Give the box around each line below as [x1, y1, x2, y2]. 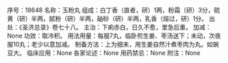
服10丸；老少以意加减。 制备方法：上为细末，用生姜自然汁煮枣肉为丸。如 [7, 40, 214, 48]
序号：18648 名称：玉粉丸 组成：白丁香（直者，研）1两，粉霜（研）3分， [7, 6, 214, 14]
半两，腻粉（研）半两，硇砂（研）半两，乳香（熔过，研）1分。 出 [30, 14, 216, 23]
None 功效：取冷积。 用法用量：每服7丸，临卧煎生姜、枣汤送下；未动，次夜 [7, 32, 221, 40]
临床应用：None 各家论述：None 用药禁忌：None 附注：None [26, 49, 201, 57]
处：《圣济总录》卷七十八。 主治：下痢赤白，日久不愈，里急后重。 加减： [7, 23, 212, 31]
